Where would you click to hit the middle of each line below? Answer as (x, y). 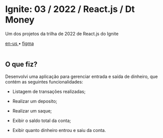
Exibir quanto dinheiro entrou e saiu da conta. (59, 130)
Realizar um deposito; (35, 101)
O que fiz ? (21, 64)
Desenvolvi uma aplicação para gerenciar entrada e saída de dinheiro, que (81, 76)
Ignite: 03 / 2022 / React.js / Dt (70, 9)
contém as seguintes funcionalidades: (44, 81)
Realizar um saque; (32, 110)
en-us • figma (19, 43)
